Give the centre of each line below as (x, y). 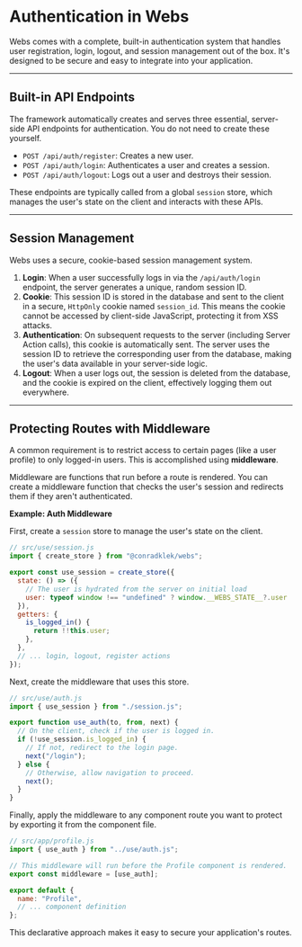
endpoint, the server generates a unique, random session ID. (134, 287)
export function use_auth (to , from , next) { (94, 723)
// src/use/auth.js (46, 698)
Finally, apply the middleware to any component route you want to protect (146, 815)
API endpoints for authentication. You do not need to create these (148, 129)
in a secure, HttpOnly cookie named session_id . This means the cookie (154, 306)
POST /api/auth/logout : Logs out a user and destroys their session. (147, 174)
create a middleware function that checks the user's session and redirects (147, 487)
